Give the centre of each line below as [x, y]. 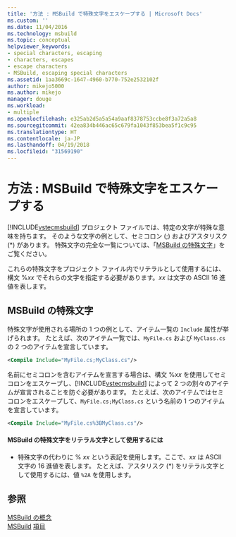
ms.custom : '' [28, 20]
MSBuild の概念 [30, 517]
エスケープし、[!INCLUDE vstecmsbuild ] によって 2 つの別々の [121, 383]
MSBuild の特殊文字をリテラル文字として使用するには [85, 440]
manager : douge [30, 99]
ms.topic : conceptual [39, 40]
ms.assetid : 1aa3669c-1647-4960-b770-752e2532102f [83, 79]
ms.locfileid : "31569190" [45, 152]
